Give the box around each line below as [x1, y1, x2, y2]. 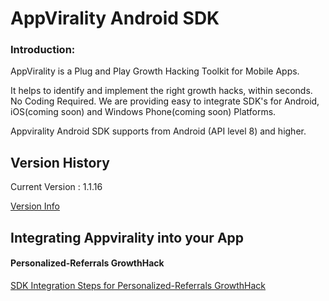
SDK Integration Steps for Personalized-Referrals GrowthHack [10, 279, 267, 291]
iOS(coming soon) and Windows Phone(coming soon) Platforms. [10, 106, 277, 118]
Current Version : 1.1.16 [10, 181, 103, 193]
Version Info [10, 200, 60, 212]
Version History [10, 154, 110, 171]
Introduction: [10, 43, 76, 57]
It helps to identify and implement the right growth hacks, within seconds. [10, 85, 313, 97]
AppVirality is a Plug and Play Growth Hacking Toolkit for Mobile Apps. [10, 65, 300, 77]
